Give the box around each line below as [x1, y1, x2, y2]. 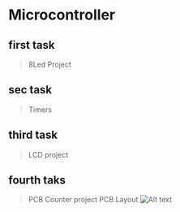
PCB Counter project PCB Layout [28, 195, 139, 205]
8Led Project [28, 59, 71, 69]
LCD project [28, 149, 69, 159]
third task [8, 128, 58, 142]
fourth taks [8, 173, 66, 188]
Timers [28, 104, 53, 115]
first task [8, 38, 55, 52]
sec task [8, 83, 53, 97]
